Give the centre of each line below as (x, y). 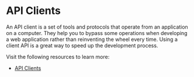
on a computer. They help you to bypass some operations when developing (97, 33)
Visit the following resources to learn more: (58, 57)
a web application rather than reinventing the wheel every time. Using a (92, 39)
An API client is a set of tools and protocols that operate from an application (97, 27)
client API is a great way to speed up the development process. (82, 45)
